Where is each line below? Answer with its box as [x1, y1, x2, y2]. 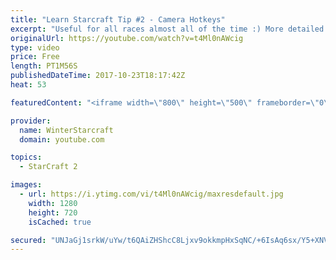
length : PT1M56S [10, 61, 78, 71]
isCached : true [28, 217, 92, 227]
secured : [10, 235, 47, 245]
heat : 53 [10, 80, 47, 90]
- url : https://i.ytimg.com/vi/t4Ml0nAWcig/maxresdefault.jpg [19, 189, 284, 199]
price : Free [10, 52, 60, 62]
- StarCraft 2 [19, 162, 78, 172]
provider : [10, 116, 52, 126]
